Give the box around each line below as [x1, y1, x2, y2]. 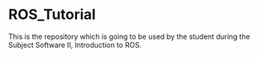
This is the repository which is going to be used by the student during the [8, 32, 251, 41]
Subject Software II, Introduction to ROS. [8, 40, 142, 49]
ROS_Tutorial [8, 6, 96, 24]
